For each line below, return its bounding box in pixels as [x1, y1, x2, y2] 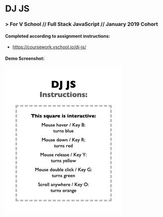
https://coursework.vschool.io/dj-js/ [12, 44, 86, 50]
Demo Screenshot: [5, 55, 45, 61]
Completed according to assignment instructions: [5, 33, 110, 39]
